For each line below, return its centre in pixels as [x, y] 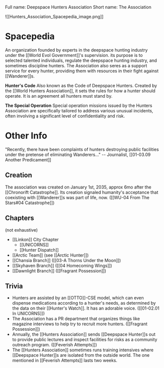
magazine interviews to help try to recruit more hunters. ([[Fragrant [80, 324]
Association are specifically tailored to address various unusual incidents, [79, 110]
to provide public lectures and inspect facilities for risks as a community [85, 340]
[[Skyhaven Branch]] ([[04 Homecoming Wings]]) [62, 265]
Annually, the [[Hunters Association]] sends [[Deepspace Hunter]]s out [84, 334]
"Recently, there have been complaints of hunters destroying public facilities [82, 149]
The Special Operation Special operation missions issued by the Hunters [79, 105]
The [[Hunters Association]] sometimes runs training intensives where [83, 350]
